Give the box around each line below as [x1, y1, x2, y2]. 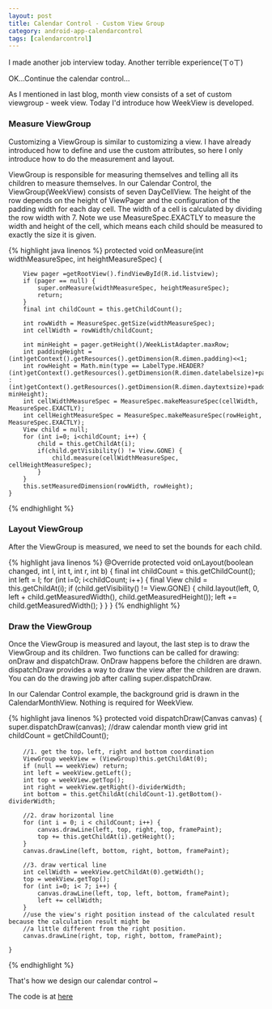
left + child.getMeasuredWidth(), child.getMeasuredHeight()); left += [8, 591, 237, 601]
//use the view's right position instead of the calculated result [23, 911, 255, 919]
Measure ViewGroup [8, 118, 91, 129]
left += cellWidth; [37, 897, 104, 905]
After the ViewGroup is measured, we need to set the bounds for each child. [8, 541, 262, 551]
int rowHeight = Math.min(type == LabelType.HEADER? [23, 362, 205, 370]
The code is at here [8, 992, 74, 1002]
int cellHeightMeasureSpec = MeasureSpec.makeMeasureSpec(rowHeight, [23, 411, 263, 419]
